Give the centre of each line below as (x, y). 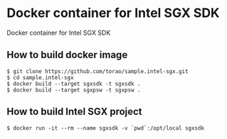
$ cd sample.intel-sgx (40, 77)
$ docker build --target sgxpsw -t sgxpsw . (74, 90)
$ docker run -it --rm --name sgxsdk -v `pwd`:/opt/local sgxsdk (105, 128)
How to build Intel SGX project (75, 112)
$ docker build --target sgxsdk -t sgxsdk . (74, 84)
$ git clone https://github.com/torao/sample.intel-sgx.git (98, 71)
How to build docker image (67, 55)
